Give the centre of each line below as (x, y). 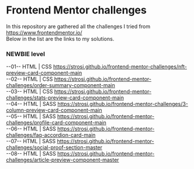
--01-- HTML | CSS (29, 67)
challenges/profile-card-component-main (56, 123)
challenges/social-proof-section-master (54, 147)
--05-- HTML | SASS (31, 116)
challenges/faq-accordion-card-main (51, 135)
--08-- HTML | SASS (31, 154)
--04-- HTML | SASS (31, 104)
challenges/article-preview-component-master (63, 160)
